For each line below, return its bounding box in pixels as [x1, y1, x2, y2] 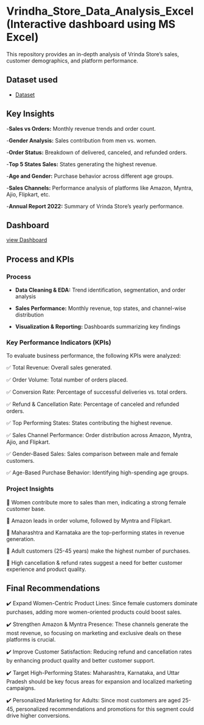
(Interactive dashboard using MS [6, 17, 175, 31]
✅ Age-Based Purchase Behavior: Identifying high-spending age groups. [6, 469, 189, 476]
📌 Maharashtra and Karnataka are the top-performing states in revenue [6, 529, 185, 536]
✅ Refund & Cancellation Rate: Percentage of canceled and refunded [6, 400, 180, 408]
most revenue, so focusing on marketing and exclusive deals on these [6, 630, 181, 637]
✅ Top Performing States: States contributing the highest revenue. [6, 419, 172, 427]
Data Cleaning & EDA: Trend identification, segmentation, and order [15, 286, 186, 294]
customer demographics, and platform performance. [6, 57, 138, 64]
